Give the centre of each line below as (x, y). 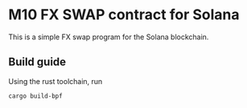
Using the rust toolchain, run (56, 81)
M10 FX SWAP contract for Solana (124, 15)
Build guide (37, 62)
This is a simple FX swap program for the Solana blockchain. (109, 37)
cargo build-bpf (35, 96)
